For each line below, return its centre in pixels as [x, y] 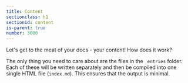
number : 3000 [22, 33]
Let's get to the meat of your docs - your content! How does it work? [89, 50]
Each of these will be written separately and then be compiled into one [92, 67]
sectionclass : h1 [27, 17]
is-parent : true [26, 28]
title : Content [25, 11]
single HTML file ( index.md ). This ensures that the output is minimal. [88, 74]
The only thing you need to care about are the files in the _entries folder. [95, 61]
